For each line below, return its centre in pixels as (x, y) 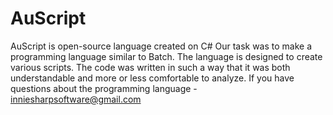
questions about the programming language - (104, 88)
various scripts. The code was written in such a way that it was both (150, 67)
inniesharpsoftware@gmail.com (76, 99)
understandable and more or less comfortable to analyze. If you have (152, 78)
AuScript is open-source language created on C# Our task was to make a (161, 46)
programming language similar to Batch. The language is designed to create (166, 56)
